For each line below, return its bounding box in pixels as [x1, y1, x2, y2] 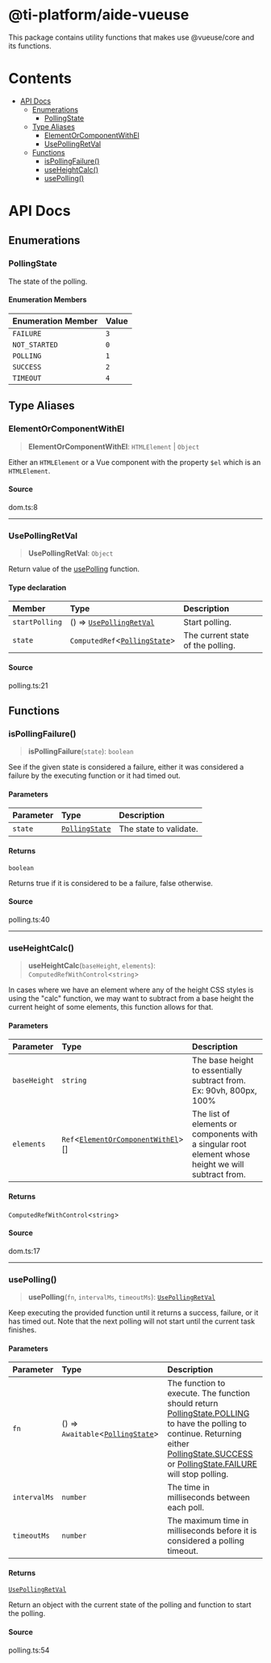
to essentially [192, 1065, 243, 1076]
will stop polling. [167, 1469, 229, 1480]
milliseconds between [167, 1492, 250, 1503]
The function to [167, 1378, 226, 1389]
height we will [192, 1159, 244, 1170]
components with [192, 1129, 258, 1140]
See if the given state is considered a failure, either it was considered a [8, 762, 244, 772]
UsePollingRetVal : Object [27, 548, 114, 559]
